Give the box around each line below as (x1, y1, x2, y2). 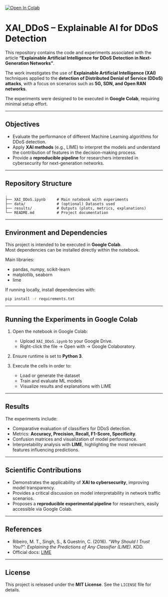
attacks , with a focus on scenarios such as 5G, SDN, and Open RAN (5, 80, 146, 86)
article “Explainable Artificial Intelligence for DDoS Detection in (5, 55, 139, 61)
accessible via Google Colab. (12, 506, 72, 512)
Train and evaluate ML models (19, 378, 82, 384)
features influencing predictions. (12, 447, 80, 453)
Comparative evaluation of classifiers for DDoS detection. (12, 425, 131, 431)
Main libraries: (5, 257, 34, 263)
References (5, 525, 42, 534)
